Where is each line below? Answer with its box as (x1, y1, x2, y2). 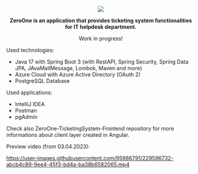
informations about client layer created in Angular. (6, 131, 130, 138)
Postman (14, 107, 37, 114)
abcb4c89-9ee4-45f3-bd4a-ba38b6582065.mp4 (6, 161, 130, 168)
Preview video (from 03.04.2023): (6, 143, 90, 150)
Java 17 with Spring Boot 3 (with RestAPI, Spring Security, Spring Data (14, 58, 189, 65)
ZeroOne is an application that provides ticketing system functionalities (10, 17, 192, 24)
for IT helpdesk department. (65, 23, 137, 30)
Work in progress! (79, 35, 123, 42)
